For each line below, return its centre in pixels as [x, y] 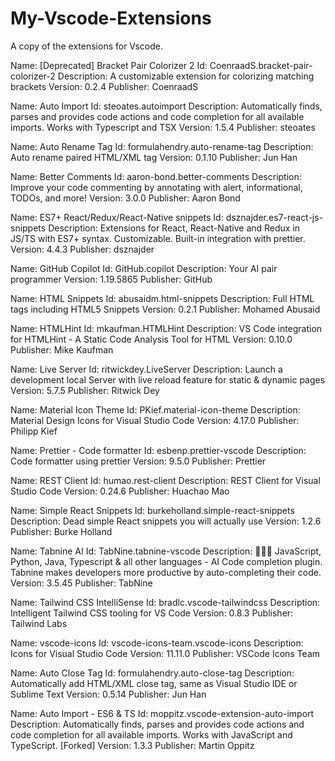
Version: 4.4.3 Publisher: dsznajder [82, 249]
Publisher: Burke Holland [61, 531]
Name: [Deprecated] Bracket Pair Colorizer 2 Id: [109, 65]
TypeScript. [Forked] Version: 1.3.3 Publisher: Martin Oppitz [132, 745]
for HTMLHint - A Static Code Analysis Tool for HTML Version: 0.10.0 [151, 339]
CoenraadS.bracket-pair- [261, 65]
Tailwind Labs [39, 623]
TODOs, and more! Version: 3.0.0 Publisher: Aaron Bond [125, 198]
